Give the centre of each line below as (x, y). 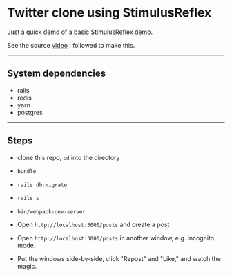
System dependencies (56, 74)
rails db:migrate (42, 185)
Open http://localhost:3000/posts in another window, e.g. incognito (116, 238)
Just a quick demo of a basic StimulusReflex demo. (80, 32)
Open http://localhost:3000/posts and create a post (93, 224)
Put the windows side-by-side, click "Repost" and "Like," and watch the (119, 258)
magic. (27, 266)
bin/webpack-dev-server (51, 212)
